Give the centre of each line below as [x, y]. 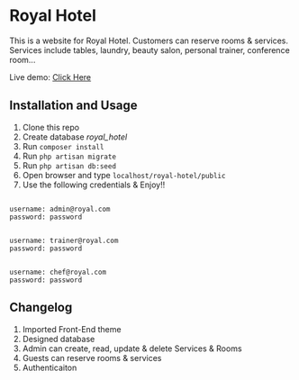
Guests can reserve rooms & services [92, 357]
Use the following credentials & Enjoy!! [94, 185]
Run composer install [63, 146]
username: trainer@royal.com [64, 240]
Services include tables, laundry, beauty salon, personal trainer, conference [149, 50]
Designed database [59, 339]
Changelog [41, 308]
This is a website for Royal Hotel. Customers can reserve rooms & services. [149, 41]
